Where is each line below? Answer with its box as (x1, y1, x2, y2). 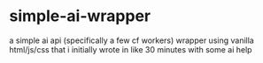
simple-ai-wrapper (9, 6, 151, 26)
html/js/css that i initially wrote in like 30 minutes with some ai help (9, 44, 252, 54)
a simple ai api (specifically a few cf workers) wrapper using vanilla (9, 35, 254, 45)
